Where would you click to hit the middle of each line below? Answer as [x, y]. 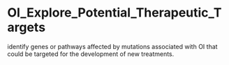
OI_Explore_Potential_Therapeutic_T [114, 13]
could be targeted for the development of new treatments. [91, 54]
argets [27, 27]
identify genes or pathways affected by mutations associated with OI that [112, 46]
